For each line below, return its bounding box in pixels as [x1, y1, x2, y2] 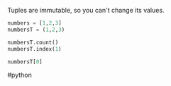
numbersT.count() [7, 39, 59, 46]
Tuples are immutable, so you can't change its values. [7, 6, 165, 14]
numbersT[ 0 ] [7, 58, 43, 66]
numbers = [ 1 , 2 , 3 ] [7, 20, 62, 27]
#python [7, 70, 32, 80]
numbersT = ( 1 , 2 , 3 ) [7, 26, 65, 33]
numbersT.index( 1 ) [7, 45, 62, 52]
